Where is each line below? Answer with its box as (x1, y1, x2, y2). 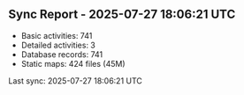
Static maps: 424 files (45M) (20, 58, 126, 69)
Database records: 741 (20, 48, 103, 60)
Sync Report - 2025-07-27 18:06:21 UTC (8, 7, 236, 22)
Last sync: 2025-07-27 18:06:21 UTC (8, 75, 143, 86)
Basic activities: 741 (20, 30, 93, 40)
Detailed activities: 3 (20, 40, 96, 50)
